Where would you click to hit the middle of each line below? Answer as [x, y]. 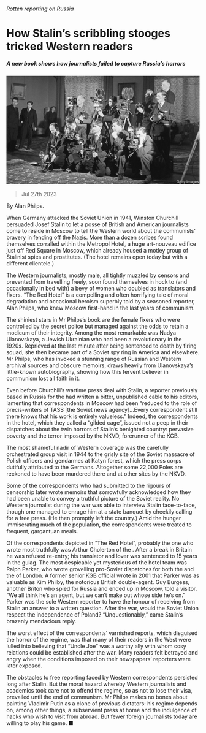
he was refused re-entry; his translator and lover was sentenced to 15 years [102, 556]
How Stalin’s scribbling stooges [88, 33]
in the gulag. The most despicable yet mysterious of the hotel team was [97, 563]
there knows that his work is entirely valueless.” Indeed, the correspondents [102, 416]
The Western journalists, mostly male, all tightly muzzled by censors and [98, 275]
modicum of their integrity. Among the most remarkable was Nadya [91, 333]
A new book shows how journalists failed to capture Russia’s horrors [96, 64]
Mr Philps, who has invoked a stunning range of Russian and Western [94, 359]
